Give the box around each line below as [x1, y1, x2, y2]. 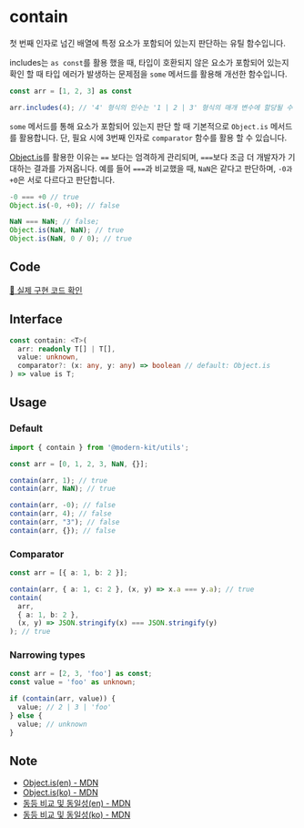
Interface [9, 312, 63, 327]
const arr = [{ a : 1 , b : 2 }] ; [9, 568, 128, 578]
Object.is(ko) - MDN [22, 787, 98, 798]
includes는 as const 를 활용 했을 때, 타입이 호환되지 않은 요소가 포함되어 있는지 [9, 56, 289, 67]
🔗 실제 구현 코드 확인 [9, 284, 83, 295]
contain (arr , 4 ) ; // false [9, 509, 112, 518]
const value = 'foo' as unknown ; [9, 678, 137, 687]
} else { [9, 710, 43, 721]
